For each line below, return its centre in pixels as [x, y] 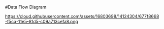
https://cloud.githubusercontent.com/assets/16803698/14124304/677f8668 [82, 16]
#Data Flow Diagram [26, 7]
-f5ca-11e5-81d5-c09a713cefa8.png [42, 22]
